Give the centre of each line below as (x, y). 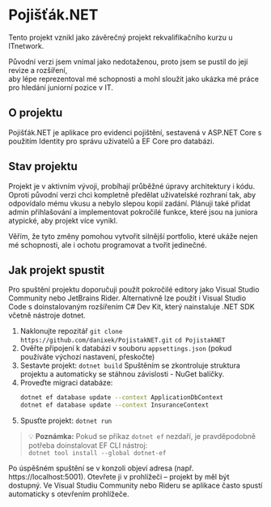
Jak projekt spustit (57, 270)
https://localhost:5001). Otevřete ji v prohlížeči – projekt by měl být (119, 477)
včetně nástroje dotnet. (47, 315)
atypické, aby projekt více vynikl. (63, 220)
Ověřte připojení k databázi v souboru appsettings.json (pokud (126, 348)
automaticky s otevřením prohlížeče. (69, 494)
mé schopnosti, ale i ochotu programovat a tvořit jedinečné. (108, 245)
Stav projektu (43, 166)
